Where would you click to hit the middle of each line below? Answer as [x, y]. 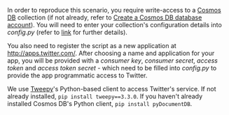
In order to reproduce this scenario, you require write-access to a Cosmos [114, 10]
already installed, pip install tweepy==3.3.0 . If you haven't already [105, 96]
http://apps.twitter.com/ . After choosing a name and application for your [111, 53]
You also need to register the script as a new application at [92, 46]
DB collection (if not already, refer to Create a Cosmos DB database [105, 17]
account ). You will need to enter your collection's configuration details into [114, 25]
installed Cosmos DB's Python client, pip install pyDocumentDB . [100, 103]
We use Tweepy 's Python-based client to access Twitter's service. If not [112, 89]
